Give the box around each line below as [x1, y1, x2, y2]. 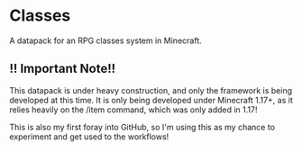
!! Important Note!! [9, 61, 116, 76]
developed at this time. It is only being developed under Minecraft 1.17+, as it [9, 94, 293, 105]
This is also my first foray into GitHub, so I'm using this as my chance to [9, 121, 276, 132]
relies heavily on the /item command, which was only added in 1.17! [9, 104, 258, 115]
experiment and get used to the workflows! [9, 131, 169, 142]
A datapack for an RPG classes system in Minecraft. [9, 35, 202, 46]
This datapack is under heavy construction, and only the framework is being [9, 84, 293, 95]
